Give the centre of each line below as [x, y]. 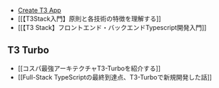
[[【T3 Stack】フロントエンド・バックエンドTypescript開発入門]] [112, 27]
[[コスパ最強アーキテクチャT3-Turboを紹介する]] [89, 68]
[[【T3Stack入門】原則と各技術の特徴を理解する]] [90, 18]
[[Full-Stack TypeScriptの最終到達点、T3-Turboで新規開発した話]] [115, 77]
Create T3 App [40, 10]
